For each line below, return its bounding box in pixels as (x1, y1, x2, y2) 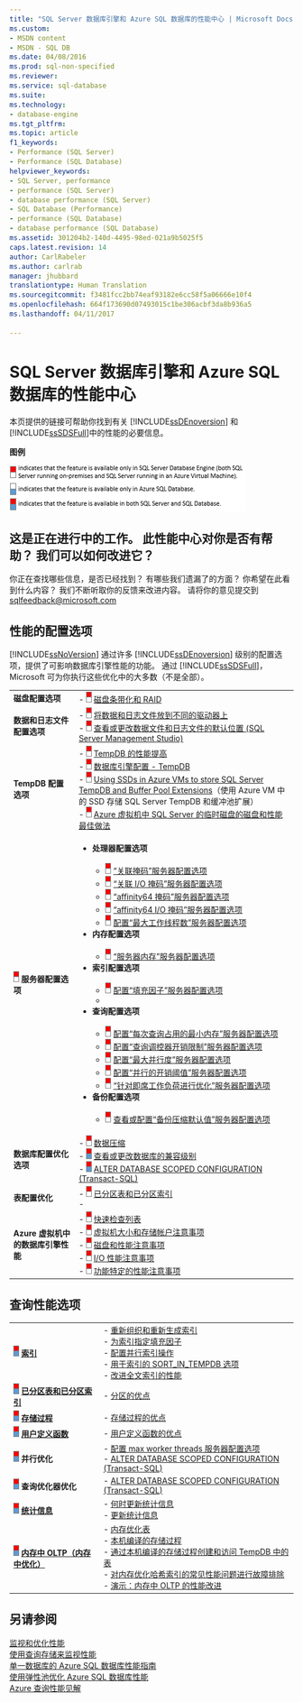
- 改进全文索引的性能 (103, 1369, 182, 1380)
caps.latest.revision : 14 (9, 243, 106, 252)
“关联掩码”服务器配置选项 (113, 865, 207, 876)
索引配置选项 (91, 961, 140, 973)
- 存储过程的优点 (103, 1412, 167, 1422)
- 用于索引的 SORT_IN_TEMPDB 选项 (103, 1358, 240, 1369)
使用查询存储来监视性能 (9, 1649, 96, 1660)
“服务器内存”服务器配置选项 (113, 951, 216, 961)
